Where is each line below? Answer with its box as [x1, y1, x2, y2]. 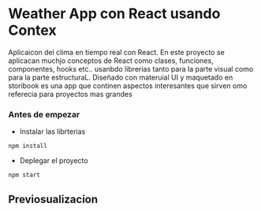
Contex [8, 21, 57, 39]
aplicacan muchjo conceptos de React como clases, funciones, [8, 56, 214, 65]
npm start [8, 171, 41, 180]
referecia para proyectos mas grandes [8, 89, 132, 98]
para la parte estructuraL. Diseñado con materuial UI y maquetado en [8, 72, 233, 82]
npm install [8, 143, 47, 150]
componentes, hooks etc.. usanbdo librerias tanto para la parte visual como [8, 64, 254, 73]
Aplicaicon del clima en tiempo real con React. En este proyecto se [8, 47, 225, 57]
